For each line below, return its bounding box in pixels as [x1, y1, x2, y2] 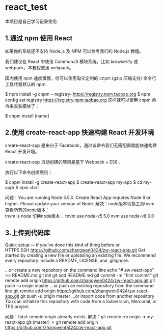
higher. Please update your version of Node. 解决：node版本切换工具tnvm [5, 200, 155, 206]
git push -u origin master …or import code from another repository [20, 293, 155, 299]
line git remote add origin [5, 288, 56, 294]
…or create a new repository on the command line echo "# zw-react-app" [5, 267, 155, 273]
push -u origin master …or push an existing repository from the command [5, 283, 154, 289]
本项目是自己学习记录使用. [5, 18, 58, 24]
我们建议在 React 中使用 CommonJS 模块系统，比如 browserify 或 [5, 58, 138, 64]
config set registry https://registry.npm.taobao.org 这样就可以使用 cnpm [5, 97, 151, 103]
